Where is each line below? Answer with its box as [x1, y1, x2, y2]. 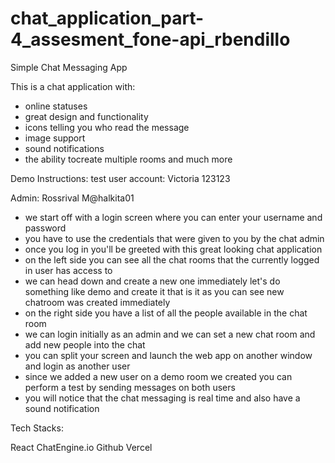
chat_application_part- [10, 7, 205, 30]
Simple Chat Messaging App [10, 61, 128, 73]
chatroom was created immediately [24, 296, 171, 308]
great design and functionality [24, 110, 149, 122]
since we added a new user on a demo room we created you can [24, 370, 293, 382]
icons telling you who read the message [24, 121, 190, 133]
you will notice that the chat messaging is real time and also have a [24, 392, 301, 404]
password [24, 222, 67, 234]
